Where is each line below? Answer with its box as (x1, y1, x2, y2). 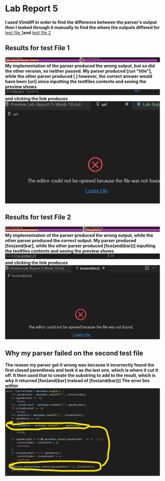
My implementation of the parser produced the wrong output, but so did (5, 62, 155, 69)
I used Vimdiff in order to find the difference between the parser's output (5, 19, 157, 25)
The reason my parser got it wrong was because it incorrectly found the (5, 362, 155, 368)
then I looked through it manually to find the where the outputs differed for (5, 24, 160, 30)
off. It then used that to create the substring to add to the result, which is (5, 372, 156, 378)
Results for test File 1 (5, 44, 70, 52)
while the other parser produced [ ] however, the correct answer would (5, 73, 153, 79)
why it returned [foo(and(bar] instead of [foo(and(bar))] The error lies (5, 378, 150, 384)
